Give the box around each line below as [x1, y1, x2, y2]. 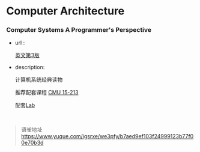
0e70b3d [20, 139, 44, 147]
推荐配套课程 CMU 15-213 [14, 89, 79, 96]
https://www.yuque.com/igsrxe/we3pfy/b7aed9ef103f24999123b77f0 [20, 133, 194, 140]
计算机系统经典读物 [14, 76, 63, 84]
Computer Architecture [6, 4, 125, 18]
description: [14, 64, 45, 71]
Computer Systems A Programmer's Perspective [6, 26, 152, 34]
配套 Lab [14, 102, 35, 109]
